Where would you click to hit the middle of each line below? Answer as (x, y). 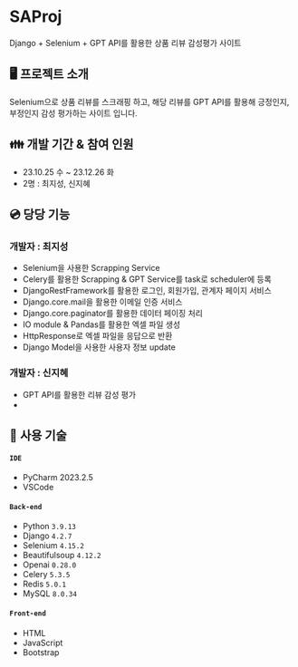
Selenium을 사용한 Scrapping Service (91, 268)
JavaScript (43, 643)
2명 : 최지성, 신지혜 (56, 183)
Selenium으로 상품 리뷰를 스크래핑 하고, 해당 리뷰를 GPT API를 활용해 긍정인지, (149, 101)
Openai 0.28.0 (49, 565)
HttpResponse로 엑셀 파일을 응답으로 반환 (97, 336)
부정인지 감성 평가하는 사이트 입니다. (73, 113)
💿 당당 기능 (40, 214)
